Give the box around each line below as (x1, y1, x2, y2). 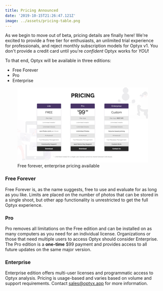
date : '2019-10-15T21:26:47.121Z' (5, 13, 76, 18)
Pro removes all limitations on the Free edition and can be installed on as (5, 226, 152, 231)
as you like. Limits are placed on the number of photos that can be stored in (5, 192, 159, 197)
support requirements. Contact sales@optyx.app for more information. (5, 281, 148, 287)
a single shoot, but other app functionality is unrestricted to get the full (5, 197, 149, 203)
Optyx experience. (5, 202, 43, 208)
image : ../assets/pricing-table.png (5, 18, 80, 23)
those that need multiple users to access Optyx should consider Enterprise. (5, 236, 159, 242)
